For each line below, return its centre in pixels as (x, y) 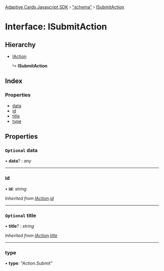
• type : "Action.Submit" (29, 263)
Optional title (21, 215)
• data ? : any (18, 161)
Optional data (21, 150)
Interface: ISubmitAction (56, 27)
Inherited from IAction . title (31, 235)
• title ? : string (20, 226)
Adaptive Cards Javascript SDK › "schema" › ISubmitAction (65, 7)
